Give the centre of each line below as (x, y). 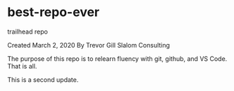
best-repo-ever (54, 12)
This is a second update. (43, 79)
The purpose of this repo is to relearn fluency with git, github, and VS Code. (117, 58)
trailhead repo (27, 31)
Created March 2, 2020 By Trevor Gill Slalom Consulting (89, 45)
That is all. (22, 66)
